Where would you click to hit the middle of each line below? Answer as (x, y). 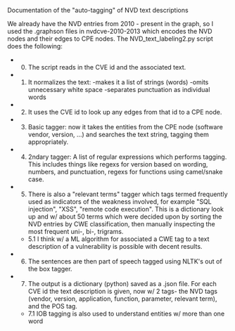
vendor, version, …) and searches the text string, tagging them (118, 134)
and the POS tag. (52, 306)
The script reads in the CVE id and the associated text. (107, 67)
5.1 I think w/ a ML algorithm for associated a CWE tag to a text (119, 239)
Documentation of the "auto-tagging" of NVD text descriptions (98, 10)
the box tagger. (50, 269)
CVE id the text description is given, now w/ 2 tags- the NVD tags (123, 291)
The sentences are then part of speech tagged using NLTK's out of (125, 261)
